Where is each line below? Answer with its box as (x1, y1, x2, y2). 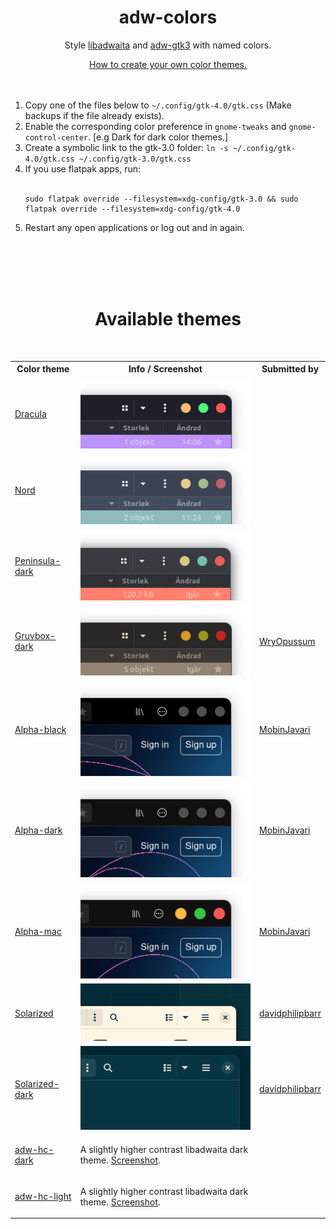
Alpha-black (14, 723, 67, 735)
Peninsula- (14, 554, 61, 566)
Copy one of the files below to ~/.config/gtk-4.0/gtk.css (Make (24, 99, 292, 111)
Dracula (14, 408, 47, 420)
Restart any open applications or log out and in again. (24, 221, 245, 233)
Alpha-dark (14, 824, 63, 836)
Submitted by (261, 363, 320, 375)
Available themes (94, 308, 242, 331)
